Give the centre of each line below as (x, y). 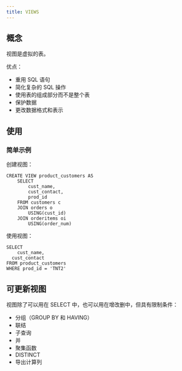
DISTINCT (28, 355)
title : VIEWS (23, 12)
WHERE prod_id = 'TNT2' (36, 269)
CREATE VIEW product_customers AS (50, 176)
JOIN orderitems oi (42, 219)
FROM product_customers (36, 263)
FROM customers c (39, 203)
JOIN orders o (35, 208)
